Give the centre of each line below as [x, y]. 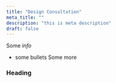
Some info [19, 46]
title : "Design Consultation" [44, 12]
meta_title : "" [25, 17]
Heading [19, 73]
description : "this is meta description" [59, 23]
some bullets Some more [46, 57]
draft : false [23, 29]
